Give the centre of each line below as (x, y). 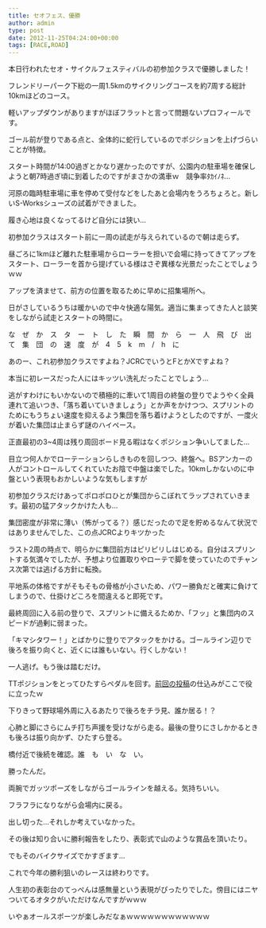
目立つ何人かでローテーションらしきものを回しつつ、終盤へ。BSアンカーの (130, 459)
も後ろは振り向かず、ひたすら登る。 (67, 738)
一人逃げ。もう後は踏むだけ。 (57, 667)
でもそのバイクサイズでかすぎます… (67, 856)
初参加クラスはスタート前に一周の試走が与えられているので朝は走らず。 (126, 237)
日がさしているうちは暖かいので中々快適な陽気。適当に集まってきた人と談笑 (133, 308)
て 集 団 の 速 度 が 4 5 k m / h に (94, 345)
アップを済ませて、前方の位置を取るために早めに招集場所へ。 (109, 290)
